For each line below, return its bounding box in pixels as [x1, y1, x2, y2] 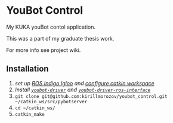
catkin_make [14, 111, 45, 117]
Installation [6, 64, 49, 74]
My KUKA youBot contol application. [6, 23, 95, 30]
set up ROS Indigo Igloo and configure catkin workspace [14, 79, 155, 87]
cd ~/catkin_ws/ [14, 105, 55, 111]
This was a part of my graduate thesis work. [6, 35, 115, 42]
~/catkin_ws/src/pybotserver [14, 99, 88, 104]
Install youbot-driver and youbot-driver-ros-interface [14, 86, 151, 93]
